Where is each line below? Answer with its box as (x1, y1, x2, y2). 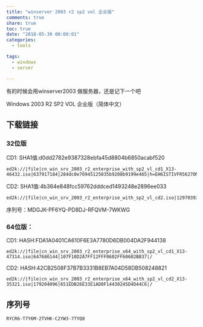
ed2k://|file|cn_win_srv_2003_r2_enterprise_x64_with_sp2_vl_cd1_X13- (6, 248, 188, 254)
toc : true (6, 25, 31, 32)
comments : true (6, 15, 45, 21)
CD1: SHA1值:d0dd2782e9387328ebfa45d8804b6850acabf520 (6, 154, 165, 161)
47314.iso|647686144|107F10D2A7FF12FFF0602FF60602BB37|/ (6, 254, 153, 260)
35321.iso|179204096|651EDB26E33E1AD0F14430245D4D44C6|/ (6, 282, 153, 288)
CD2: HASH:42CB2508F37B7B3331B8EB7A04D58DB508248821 (6, 264, 167, 272)
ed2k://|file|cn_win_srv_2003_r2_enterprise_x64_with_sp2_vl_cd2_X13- (6, 276, 188, 282)
